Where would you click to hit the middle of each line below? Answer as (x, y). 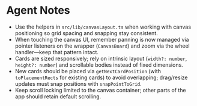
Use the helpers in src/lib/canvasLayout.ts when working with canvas (103, 27)
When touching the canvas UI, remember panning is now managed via (102, 39)
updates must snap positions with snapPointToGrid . (78, 83)
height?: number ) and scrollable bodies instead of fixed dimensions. (99, 65)
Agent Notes (38, 10)
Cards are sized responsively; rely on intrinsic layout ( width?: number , (101, 58)
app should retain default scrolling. (58, 96)
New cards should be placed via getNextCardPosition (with (88, 71)
